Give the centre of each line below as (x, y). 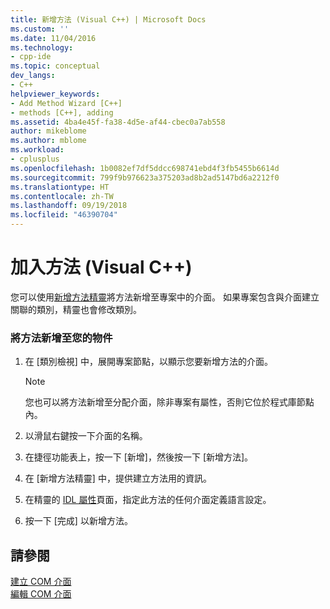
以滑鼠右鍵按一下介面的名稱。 (86, 436)
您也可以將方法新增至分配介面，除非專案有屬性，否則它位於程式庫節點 (169, 402)
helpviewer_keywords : (55, 94)
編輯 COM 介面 (41, 594)
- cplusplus (35, 159)
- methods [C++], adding (62, 112)
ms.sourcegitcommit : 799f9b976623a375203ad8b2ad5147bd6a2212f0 (145, 177)
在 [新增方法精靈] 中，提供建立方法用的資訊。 (118, 478)
